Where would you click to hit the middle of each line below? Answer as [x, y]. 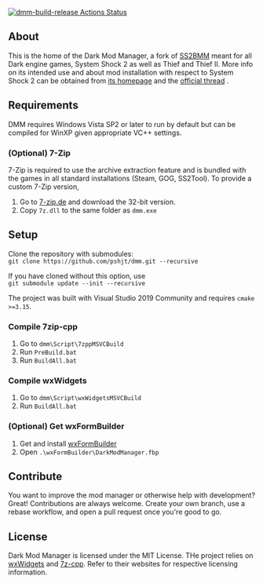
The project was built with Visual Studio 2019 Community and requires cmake [131, 297]
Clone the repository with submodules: [71, 253]
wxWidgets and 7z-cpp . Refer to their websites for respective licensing [123, 564]
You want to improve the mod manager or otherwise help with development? [132, 495]
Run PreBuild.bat [48, 352]
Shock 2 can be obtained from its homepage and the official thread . [119, 80]
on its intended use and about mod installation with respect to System [121, 72]
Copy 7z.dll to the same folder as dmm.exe [88, 210]
